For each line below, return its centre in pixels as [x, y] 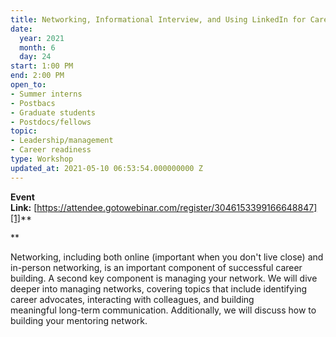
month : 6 [37, 47]
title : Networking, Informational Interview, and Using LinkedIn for [158, 19]
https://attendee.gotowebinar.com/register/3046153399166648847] [177, 207]
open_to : [28, 85]
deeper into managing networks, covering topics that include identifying [159, 288]
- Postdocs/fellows [51, 122]
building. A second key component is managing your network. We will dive [164, 278]
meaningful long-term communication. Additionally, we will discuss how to [163, 310]
